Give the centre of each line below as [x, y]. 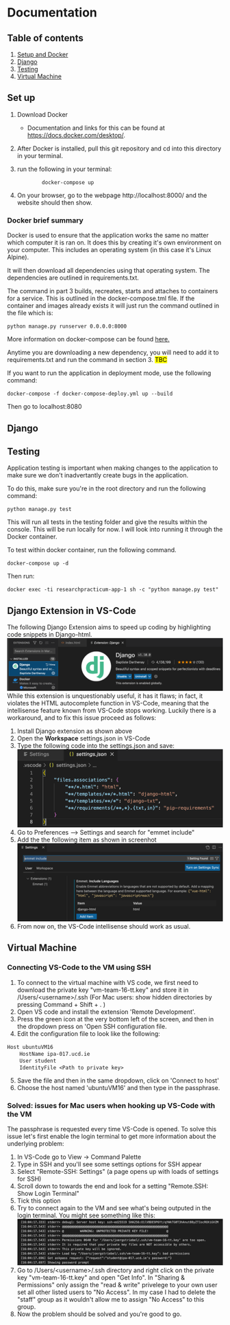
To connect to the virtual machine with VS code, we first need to [107, 982]
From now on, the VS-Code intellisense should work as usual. [104, 927]
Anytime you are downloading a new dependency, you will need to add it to [113, 352]
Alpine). [18, 257]
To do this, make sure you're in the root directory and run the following [107, 488]
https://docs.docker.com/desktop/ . [76, 135]
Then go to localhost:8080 [44, 407]
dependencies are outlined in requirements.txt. [73, 278]
